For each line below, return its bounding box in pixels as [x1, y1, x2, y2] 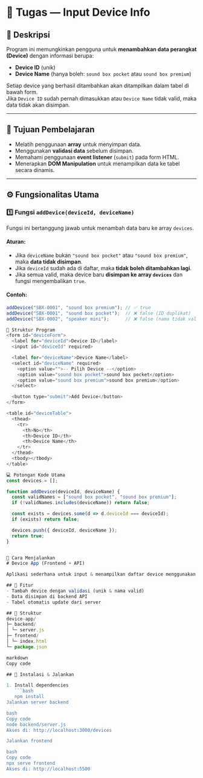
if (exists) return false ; [11, 516, 80, 523]
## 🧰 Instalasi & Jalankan [6, 671, 74, 677]
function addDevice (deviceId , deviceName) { [6, 488, 120, 494]
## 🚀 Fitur [6, 582, 34, 588]
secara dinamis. [14, 166, 55, 173]
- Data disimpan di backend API [6, 593, 88, 599]
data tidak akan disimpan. [6, 101, 71, 108]
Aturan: [6, 238, 26, 245]
